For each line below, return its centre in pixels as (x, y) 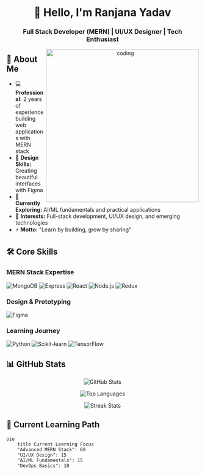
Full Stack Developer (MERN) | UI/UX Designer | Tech (103, 32)
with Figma (29, 190)
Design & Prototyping (39, 301)
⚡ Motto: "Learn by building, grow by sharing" (73, 230)
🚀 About (22, 59)
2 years (33, 99)
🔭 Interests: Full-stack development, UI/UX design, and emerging (98, 216)
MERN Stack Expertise (40, 272)
